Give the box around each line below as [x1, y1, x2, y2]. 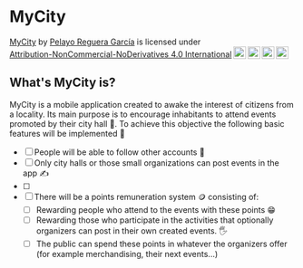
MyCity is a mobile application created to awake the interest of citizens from [9, 99, 294, 110]
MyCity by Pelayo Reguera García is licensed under [9, 36, 201, 47]
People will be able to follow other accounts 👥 [34, 147, 206, 158]
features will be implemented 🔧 [9, 128, 125, 139]
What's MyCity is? [9, 75, 116, 91]
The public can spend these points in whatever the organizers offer [35, 238, 288, 249]
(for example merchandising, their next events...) [35, 248, 219, 259]
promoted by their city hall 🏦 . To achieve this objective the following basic [9, 118, 285, 129]
